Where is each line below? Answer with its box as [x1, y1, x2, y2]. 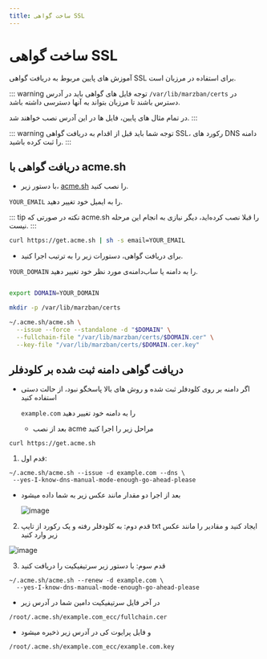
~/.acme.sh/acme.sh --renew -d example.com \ [9, 576, 164, 585]
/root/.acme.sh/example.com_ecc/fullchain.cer [9, 613, 168, 621]
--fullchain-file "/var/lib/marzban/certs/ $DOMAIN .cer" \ [16, 333, 215, 342]
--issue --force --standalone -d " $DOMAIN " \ [16, 325, 172, 334]
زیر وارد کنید [20, 530, 59, 539]
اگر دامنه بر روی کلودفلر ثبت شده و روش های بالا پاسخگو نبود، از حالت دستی [20, 384, 251, 394]
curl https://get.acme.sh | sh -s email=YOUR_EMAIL [9, 236, 185, 245]
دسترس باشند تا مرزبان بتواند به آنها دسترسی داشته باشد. [9, 97, 181, 107]
